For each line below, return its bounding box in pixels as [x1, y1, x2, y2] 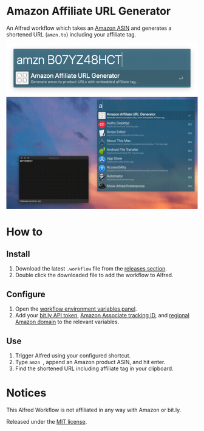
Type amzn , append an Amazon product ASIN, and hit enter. [15, 359, 166, 366]
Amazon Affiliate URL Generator [6, 4, 171, 18]
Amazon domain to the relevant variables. [15, 318, 120, 326]
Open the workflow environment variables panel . [15, 305, 137, 312]
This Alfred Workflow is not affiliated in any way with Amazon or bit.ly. [6, 406, 182, 414]
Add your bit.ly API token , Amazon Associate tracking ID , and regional [15, 312, 189, 319]
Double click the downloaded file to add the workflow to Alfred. [15, 272, 174, 279]
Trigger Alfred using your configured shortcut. [15, 352, 131, 359]
